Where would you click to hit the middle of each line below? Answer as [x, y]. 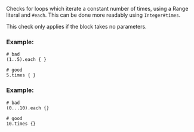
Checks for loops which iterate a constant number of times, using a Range [97, 9]
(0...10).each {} [28, 108]
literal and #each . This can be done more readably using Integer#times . [93, 15]
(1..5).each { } [26, 60]
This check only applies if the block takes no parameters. [77, 27]
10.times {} [21, 124]
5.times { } [21, 75]
